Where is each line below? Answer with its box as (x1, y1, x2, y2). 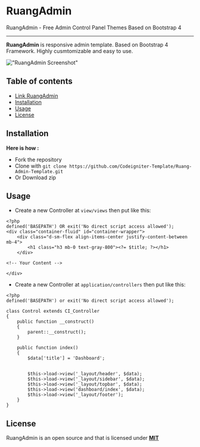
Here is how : (6, 144, 39, 152)
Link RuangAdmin (14, 92, 58, 99)
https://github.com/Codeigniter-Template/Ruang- (69, 163, 192, 169)
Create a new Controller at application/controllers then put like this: (14, 281, 186, 288)
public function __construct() (17, 319, 95, 325)
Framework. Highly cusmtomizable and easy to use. (6, 47, 133, 54)
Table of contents (6, 76, 73, 87)
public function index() (17, 345, 79, 351)
